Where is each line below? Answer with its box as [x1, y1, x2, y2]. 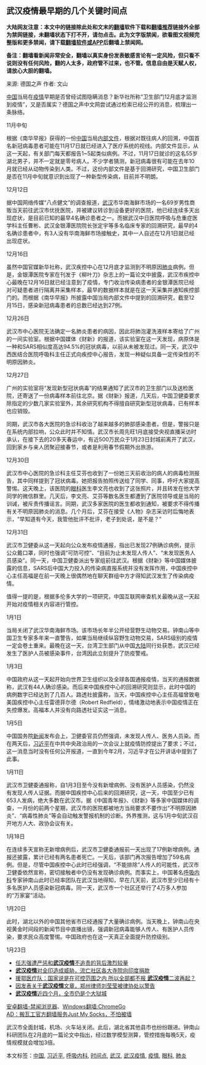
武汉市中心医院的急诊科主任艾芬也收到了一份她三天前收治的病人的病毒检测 [6, 469, 194, 476]
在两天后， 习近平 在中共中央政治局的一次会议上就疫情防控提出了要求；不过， [6, 739, 200, 747]
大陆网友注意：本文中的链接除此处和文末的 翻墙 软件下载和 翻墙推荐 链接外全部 [6, 23, 200, 31]
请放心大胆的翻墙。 [6, 67, 55, 74]
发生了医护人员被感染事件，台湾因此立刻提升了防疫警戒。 [6, 649, 151, 657]
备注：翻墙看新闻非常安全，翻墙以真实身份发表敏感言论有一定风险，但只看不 [6, 52, 200, 59]
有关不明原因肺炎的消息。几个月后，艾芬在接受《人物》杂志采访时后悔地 [6, 508, 189, 515]
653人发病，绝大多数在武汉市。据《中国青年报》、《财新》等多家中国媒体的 [6, 796, 194, 804]
